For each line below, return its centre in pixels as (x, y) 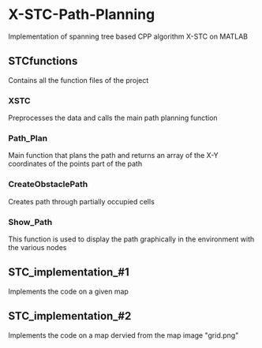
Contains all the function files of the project (79, 80)
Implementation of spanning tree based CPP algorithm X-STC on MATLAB (128, 36)
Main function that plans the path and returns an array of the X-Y (113, 155)
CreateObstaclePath (48, 185)
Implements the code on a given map (68, 291)
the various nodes (37, 247)
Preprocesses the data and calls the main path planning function (113, 118)
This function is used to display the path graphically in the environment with (131, 239)
